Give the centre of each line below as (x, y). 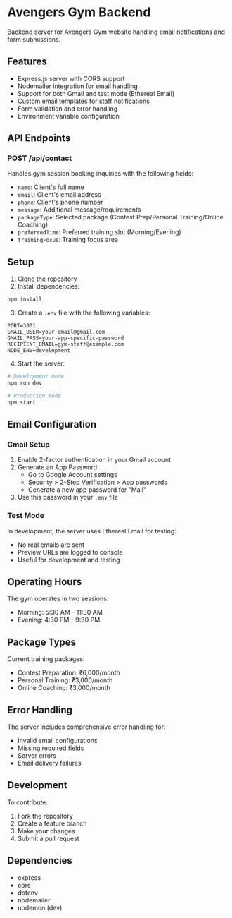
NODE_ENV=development (39, 351)
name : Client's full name (51, 187)
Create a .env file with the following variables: (84, 313)
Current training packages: (46, 659)
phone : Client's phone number (60, 203)
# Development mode (36, 377)
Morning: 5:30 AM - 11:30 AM (60, 612)
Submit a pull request (48, 838)
